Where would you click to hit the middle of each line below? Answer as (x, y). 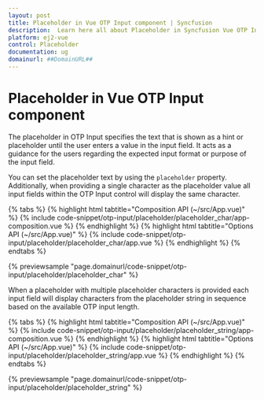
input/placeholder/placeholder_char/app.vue (80, 243)
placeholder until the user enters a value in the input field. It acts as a (120, 145)
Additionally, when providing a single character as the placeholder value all (129, 185)
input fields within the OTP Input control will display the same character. (125, 194)
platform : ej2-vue (38, 37)
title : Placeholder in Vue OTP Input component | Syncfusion (110, 23)
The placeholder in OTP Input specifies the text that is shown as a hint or (126, 137)
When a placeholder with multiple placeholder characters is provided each (128, 290)
